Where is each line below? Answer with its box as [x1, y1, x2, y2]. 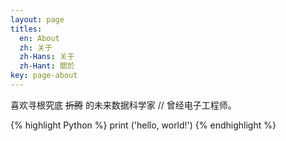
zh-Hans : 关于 [19, 52, 75, 62]
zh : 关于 [19, 42, 53, 53]
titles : [10, 24, 43, 34]
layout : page [10, 14, 65, 25]
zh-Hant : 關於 [19, 61, 75, 71]
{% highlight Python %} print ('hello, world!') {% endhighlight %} [10, 119, 277, 131]
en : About [19, 33, 60, 43]
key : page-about [10, 71, 78, 81]
